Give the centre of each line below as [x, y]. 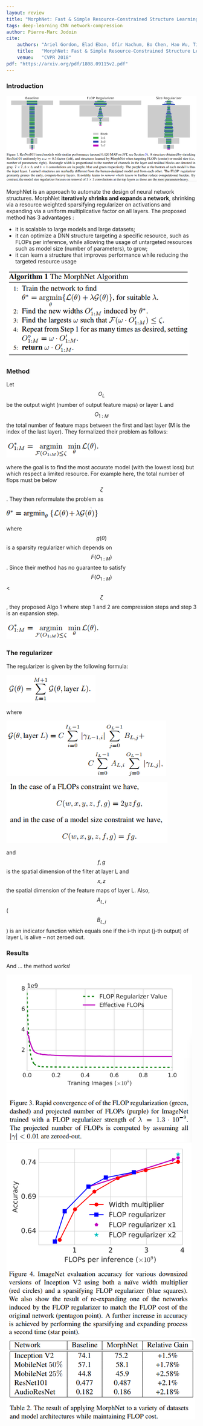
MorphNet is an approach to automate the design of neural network [90, 191]
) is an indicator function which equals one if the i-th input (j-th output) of [98, 931]
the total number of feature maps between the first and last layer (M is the [98, 425]
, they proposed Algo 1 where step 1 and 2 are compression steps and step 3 [101, 607]
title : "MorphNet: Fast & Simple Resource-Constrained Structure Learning [102, 19]
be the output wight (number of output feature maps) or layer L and [90, 404]
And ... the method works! [38, 966]
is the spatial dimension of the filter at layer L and [68, 871]
